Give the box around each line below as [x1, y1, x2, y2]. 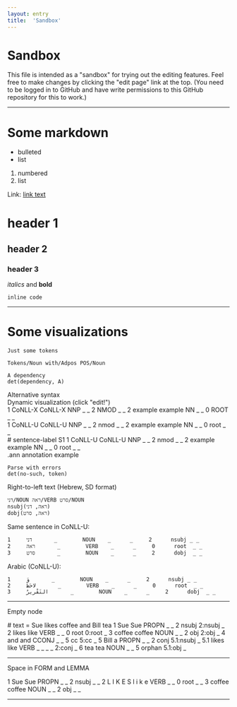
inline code [7, 294, 42, 301]
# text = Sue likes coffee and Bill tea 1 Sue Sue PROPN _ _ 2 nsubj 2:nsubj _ [7, 621, 225, 629]
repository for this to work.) [7, 93, 87, 102]
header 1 [7, 215, 59, 231]
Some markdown [7, 124, 109, 141]
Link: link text [7, 190, 46, 198]
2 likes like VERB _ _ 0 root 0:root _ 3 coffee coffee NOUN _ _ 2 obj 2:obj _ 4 [7, 629, 226, 637]
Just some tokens [7, 347, 59, 355]
